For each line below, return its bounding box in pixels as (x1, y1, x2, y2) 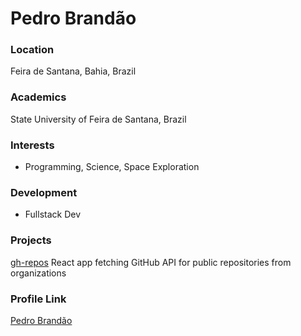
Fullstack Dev (24, 208, 82, 221)
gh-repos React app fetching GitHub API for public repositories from (10, 256, 292, 268)
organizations (10, 267, 67, 279)
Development (10, 186, 78, 199)
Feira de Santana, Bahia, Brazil (10, 65, 137, 77)
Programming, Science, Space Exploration (24, 161, 200, 173)
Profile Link (10, 292, 67, 306)
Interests (10, 138, 55, 152)
